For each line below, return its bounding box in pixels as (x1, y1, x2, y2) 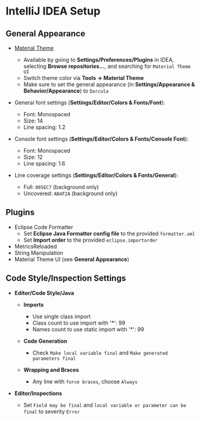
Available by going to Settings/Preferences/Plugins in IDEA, (23, 56, 174, 63)
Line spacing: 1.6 (23, 160, 66, 167)
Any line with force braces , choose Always (32, 377, 138, 385)
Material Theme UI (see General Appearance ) (14, 256, 130, 263)
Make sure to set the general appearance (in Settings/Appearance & (23, 81, 196, 88)
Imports (23, 301, 44, 308)
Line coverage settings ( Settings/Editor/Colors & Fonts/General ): (14, 171, 179, 179)
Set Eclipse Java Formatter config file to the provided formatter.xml (23, 230, 196, 237)
